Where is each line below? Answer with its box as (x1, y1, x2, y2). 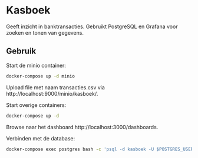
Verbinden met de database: (6, 135, 75, 142)
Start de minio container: (6, 62, 67, 69)
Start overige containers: (6, 101, 67, 109)
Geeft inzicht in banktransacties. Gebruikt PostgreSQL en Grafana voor (6, 23, 178, 30)
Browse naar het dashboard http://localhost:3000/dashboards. (6, 123, 159, 130)
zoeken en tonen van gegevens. (6, 29, 84, 36)
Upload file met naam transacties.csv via (6, 83, 105, 91)
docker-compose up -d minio (6, 73, 75, 79)
